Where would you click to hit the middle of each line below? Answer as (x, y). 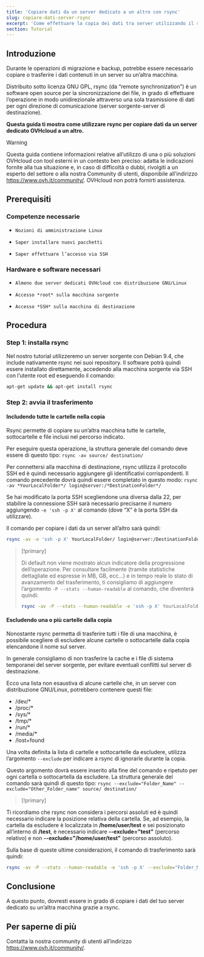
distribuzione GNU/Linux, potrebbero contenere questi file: (80, 690)
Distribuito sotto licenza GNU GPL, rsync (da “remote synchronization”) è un (102, 87)
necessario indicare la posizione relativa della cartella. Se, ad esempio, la (98, 818)
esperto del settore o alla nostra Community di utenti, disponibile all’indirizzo (102, 174)
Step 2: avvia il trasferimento (50, 402)
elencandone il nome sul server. (46, 646)
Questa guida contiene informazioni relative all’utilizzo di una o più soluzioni (101, 154)
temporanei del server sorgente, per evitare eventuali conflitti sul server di (99, 665)
